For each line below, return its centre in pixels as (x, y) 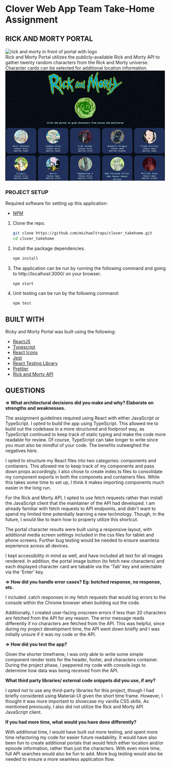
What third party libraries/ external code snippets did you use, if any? (80, 680)
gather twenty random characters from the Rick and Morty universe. (77, 62)
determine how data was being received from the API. (62, 670)
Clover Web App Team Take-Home (80, 9)
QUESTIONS (25, 390)
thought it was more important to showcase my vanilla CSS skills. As (77, 701)
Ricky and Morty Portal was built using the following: (60, 332)
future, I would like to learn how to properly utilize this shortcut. (72, 519)
